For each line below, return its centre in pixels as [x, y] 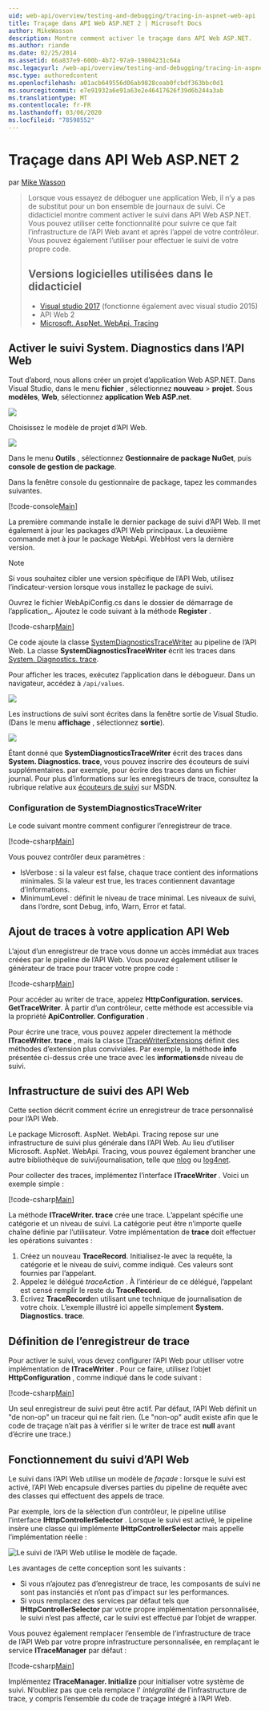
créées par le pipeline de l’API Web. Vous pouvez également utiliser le [123, 959]
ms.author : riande [39, 46]
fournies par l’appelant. [58, 1274]
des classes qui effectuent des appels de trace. [86, 1496]
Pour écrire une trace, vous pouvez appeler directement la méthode [120, 1031]
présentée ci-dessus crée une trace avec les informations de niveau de [126, 1057]
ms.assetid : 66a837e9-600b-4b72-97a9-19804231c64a [94, 61]
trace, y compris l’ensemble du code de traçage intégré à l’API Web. [120, 1698]
